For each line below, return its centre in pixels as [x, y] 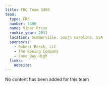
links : [16, 61]
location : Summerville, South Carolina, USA [56, 38]
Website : [23, 65]
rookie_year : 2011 [29, 33]
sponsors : [20, 42]
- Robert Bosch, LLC [35, 47]
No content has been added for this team [47, 80]
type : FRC [20, 19]
